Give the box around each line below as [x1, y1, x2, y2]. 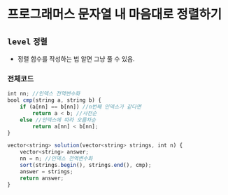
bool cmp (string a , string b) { [7, 97, 101, 104]
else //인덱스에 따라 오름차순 [20, 116, 97, 123]
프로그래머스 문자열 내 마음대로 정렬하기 [7, 6, 222, 22]
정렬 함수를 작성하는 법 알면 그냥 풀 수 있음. [17, 55, 135, 63]
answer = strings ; [20, 168, 73, 175]
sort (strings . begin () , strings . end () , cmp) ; [20, 162, 152, 169]
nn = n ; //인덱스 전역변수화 [20, 155, 93, 162]
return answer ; [20, 175, 64, 182]
